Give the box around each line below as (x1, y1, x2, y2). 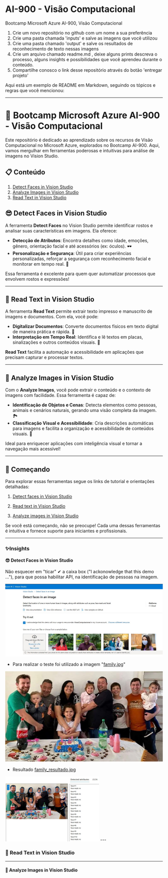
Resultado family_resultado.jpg (12, 767, 76, 773)
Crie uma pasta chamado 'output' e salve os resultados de (12, 40, 133, 46)
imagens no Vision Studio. (5, 153, 59, 159)
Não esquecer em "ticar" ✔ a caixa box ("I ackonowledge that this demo (5, 569, 154, 575)
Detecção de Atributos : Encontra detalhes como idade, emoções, (12, 237, 149, 244)
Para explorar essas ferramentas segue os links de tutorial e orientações (5, 478, 155, 484)
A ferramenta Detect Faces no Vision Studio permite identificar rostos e (5, 222, 153, 229)
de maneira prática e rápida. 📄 (12, 329, 75, 335)
